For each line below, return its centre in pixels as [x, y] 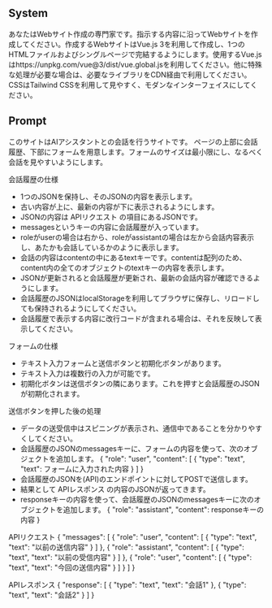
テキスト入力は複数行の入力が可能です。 [87, 373]
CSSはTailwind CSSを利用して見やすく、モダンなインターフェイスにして [130, 85]
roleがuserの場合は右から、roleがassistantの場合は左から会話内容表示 [137, 237]
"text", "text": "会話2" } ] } [52, 595]
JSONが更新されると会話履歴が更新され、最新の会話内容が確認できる [136, 278]
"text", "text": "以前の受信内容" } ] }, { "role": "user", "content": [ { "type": [130, 557]
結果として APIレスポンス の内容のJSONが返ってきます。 [115, 489]
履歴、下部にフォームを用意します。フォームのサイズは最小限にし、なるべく [136, 152]
